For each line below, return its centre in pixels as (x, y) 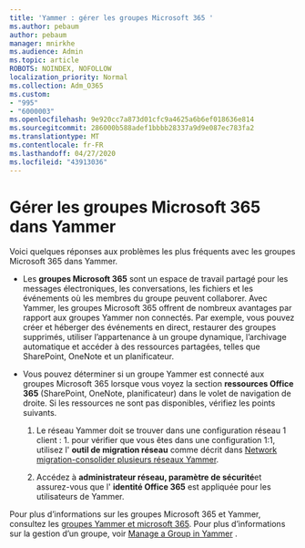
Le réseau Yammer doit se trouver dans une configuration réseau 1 (161, 430)
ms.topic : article (44, 60)
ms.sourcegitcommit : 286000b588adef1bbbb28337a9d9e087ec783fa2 (132, 129)
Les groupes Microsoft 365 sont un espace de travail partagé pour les (155, 279)
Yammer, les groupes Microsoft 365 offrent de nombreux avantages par (157, 308)
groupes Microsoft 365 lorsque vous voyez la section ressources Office (158, 384)
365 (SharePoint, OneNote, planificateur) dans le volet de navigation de (157, 394)
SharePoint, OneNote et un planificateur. (98, 357)
